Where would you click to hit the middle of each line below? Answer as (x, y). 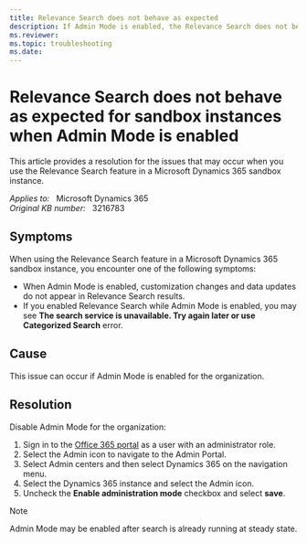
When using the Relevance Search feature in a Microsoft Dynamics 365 (144, 259)
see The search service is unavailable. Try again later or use (139, 315)
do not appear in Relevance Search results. (104, 296)
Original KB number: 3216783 (67, 208)
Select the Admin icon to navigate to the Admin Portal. (124, 454)
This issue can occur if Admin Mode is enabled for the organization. (137, 376)
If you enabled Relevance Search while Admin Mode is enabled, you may (159, 305)
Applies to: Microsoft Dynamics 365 (79, 198)
